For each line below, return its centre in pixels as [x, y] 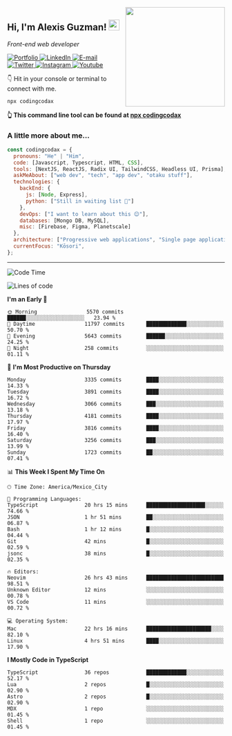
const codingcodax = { [40, 149]
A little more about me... [48, 136]
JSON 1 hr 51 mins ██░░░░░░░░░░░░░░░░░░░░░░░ [116, 517]
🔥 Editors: [23, 571]
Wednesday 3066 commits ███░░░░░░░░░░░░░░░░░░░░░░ [116, 404]
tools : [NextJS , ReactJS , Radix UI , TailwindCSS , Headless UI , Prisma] [119, 169]
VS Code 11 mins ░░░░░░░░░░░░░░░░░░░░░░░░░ [116, 602]
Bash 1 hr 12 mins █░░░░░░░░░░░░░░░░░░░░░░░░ [116, 529]
